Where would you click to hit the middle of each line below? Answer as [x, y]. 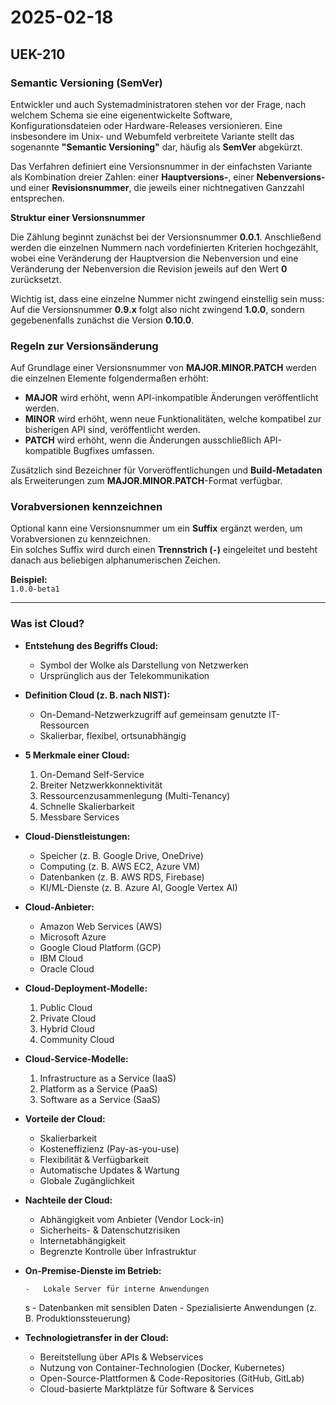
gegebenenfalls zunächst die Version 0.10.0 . [102, 320]
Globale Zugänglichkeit [87, 1180]
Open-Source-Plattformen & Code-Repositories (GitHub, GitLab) [172, 1378]
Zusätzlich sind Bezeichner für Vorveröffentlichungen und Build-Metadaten [166, 470]
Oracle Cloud [67, 968]
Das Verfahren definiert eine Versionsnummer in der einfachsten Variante [161, 166]
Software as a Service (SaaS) [100, 1099]
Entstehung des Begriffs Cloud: [91, 645]
